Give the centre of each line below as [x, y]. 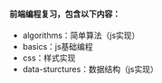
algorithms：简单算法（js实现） [81, 35]
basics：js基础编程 [57, 47]
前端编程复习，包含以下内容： [65, 14]
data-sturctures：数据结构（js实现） [90, 69]
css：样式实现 [49, 58]
